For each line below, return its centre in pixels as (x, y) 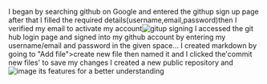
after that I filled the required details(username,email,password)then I (123, 20)
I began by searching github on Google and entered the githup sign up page (133, 12)
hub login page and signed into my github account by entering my (117, 37)
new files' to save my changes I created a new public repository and (121, 62)
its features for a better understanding (101, 71)
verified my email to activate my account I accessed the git (131, 28)
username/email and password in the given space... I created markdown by (133, 46)
